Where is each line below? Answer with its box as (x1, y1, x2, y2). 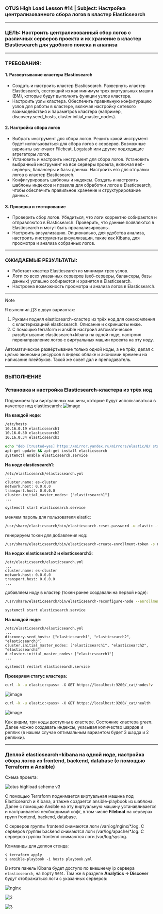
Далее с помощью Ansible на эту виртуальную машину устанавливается (5, 804, 157, 809)
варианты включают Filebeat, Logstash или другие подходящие (12, 146, 144, 152)
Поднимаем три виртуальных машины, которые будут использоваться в (5, 397, 156, 403)
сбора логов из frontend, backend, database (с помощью (5, 757, 146, 764)
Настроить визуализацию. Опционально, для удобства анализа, (12, 230, 146, 236)
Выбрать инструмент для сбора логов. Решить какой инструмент (12, 135, 148, 141)
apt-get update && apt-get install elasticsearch (5, 448, 108, 453)
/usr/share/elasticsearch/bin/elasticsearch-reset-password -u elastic (5, 523, 153, 528)
